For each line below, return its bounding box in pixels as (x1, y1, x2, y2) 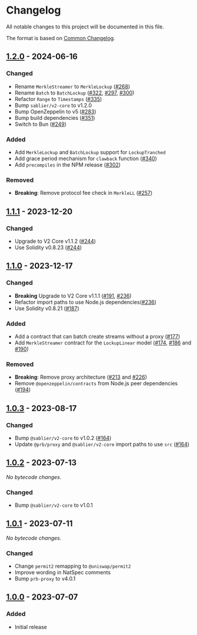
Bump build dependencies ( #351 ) (14, 114, 95, 121)
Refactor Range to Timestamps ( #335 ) (14, 95, 102, 102)
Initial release (14, 623, 47, 630)
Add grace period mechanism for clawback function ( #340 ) (14, 155, 158, 162)
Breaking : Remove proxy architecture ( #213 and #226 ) (14, 373, 148, 381)
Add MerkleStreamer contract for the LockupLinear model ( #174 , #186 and (14, 339, 192, 346)
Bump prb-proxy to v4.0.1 (14, 575, 76, 582)
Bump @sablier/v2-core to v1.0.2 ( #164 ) (14, 434, 112, 441)
